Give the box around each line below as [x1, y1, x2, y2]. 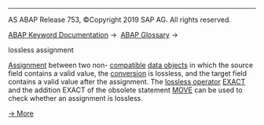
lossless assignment [8, 45, 74, 55]
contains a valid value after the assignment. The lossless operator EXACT [8, 77, 246, 86]
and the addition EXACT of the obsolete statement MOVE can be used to [8, 85, 243, 95]
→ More [8, 109, 34, 118]
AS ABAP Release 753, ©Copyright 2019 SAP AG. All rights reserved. [8, 15, 232, 24]
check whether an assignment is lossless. [8, 94, 144, 102]
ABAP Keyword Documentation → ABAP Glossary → [8, 30, 178, 39]
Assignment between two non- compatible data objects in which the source [8, 60, 254, 70]
